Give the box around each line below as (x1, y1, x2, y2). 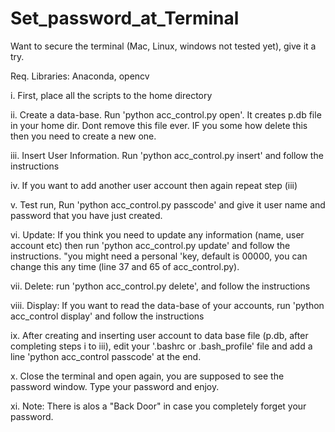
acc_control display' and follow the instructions (10, 310, 205, 322)
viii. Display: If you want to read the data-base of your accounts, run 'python (10, 299, 325, 311)
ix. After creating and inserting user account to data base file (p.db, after (10, 329, 309, 341)
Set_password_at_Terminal (10, 7, 240, 30)
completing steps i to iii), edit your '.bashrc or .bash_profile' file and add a (10, 340, 313, 352)
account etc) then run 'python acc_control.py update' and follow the (10, 239, 291, 251)
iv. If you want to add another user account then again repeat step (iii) (10, 179, 298, 191)
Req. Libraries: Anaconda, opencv (10, 70, 150, 82)
